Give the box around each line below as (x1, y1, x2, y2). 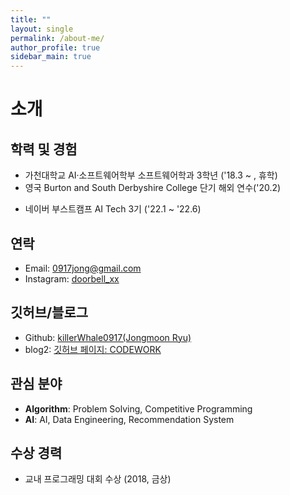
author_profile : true (10, 42, 101, 53)
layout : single (10, 24, 74, 34)
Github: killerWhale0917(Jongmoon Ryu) (24, 331, 192, 343)
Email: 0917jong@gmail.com (24, 262, 142, 274)
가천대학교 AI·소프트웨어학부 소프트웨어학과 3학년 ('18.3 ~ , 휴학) (24, 169, 278, 181)
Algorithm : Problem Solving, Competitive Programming (24, 402, 253, 415)
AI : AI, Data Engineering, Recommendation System (24, 413, 235, 425)
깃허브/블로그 (10, 304, 89, 321)
